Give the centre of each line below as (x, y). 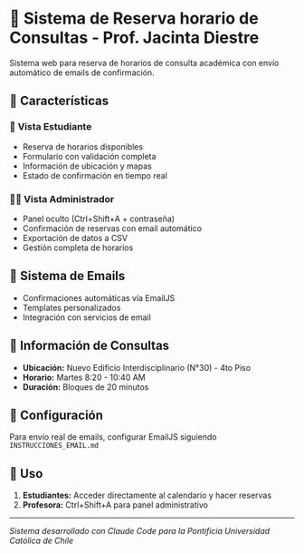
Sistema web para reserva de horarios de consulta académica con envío (144, 63)
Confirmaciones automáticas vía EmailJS (99, 297)
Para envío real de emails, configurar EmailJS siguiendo (113, 437)
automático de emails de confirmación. (82, 73)
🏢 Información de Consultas (90, 346)
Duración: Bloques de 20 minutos (85, 387)
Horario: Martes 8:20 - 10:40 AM (84, 377)
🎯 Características (59, 101)
